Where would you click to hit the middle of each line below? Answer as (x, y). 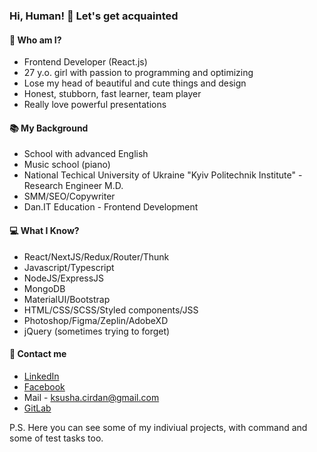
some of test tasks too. (56, 438)
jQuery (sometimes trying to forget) (97, 331)
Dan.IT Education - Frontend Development (111, 207)
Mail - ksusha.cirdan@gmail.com (91, 397)
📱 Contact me (38, 354)
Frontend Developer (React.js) (85, 62)
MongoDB (44, 288)
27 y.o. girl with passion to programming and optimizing (138, 73)
